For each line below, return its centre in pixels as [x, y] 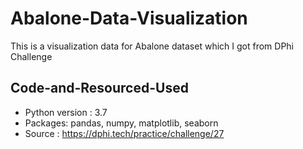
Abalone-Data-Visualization [129, 18]
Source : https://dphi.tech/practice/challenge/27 [124, 133]
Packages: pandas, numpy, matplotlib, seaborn [121, 123]
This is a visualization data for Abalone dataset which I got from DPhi [152, 46]
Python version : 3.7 [66, 112]
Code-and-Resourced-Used [99, 88]
